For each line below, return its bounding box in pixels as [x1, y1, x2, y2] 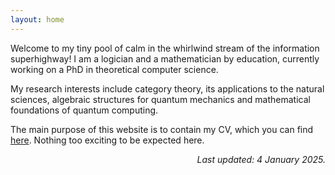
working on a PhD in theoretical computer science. [10, 63, 219, 75]
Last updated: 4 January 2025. [196, 153, 326, 165]
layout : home [10, 14, 65, 25]
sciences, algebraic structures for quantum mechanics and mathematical [10, 93, 311, 105]
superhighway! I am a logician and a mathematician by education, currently [10, 52, 320, 65]
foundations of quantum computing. [10, 104, 159, 116]
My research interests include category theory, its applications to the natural [10, 82, 325, 95]
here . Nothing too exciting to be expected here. [10, 134, 205, 146]
